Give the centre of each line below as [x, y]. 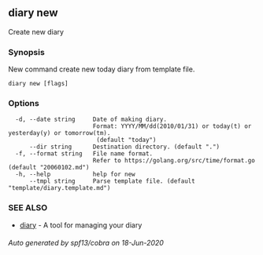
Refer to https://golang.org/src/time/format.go [174, 161]
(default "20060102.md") [49, 168]
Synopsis [26, 52]
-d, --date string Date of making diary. [91, 120]
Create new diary [36, 31]
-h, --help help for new [75, 175]
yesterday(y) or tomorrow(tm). [59, 133]
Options [24, 104]
